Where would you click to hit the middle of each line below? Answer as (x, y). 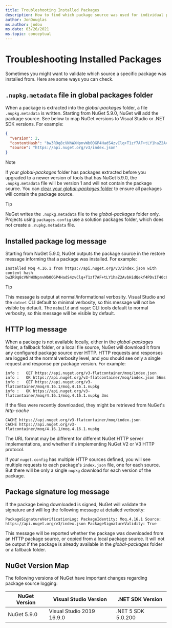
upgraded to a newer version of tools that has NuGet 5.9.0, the (71, 178)
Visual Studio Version (80, 599)
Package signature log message (58, 492)
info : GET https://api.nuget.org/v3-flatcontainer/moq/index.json (81, 373)
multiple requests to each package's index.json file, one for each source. (83, 465)
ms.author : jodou (24, 24)
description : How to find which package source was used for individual (84, 15)
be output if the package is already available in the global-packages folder (84, 544)
